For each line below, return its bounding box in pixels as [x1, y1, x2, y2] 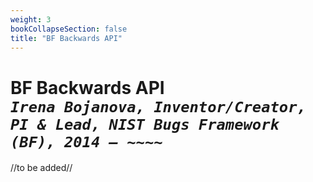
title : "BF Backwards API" [10, 33, 123, 43]
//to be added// [10, 162, 73, 174]
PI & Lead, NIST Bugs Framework [10, 115, 280, 134]
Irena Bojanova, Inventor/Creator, [10, 97, 307, 116]
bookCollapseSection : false [10, 24, 128, 34]
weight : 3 [10, 14, 52, 25]
